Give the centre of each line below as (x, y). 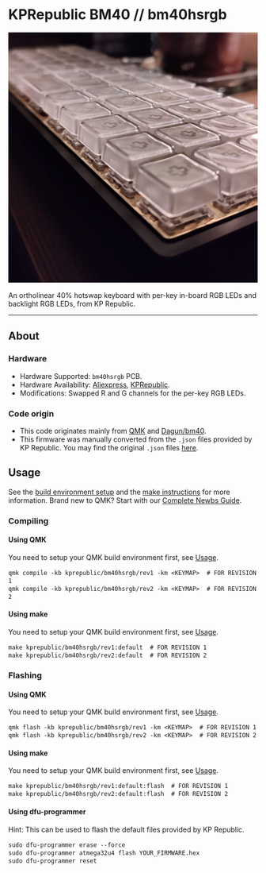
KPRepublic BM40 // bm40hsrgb (118, 15)
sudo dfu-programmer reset (53, 861)
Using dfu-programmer (47, 811)
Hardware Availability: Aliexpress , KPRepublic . (95, 384)
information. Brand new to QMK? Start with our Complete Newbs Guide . (125, 500)
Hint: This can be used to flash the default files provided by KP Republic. (126, 829)
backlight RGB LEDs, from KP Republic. (72, 303)
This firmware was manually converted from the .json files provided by (136, 439)
